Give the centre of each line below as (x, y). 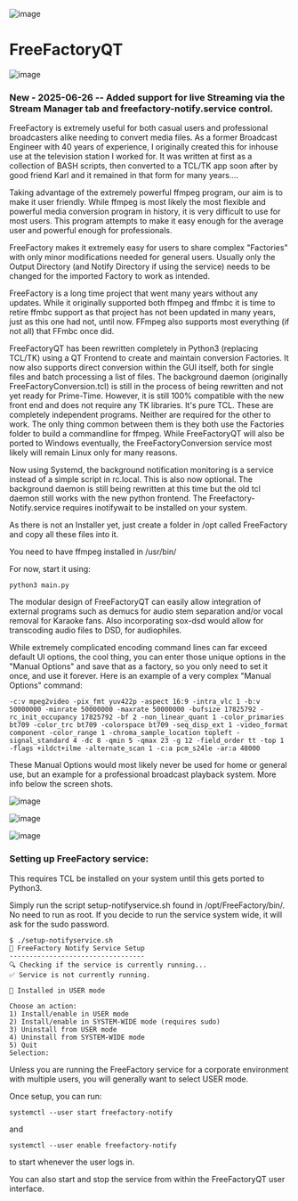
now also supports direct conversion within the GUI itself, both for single (141, 368)
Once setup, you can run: (56, 1096)
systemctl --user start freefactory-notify (91, 1112)
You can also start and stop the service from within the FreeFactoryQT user (147, 1179)
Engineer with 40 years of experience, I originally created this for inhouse (144, 147)
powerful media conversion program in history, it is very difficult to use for (145, 212)
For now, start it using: (50, 569)
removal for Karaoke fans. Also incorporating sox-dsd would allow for (137, 621)
